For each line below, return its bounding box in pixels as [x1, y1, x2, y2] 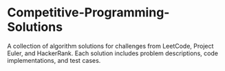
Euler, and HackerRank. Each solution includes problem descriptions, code [7, 49, 219, 57]
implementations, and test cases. [7, 56, 101, 64]
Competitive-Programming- [7, 5, 170, 20]
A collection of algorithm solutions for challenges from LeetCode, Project [7, 42, 214, 50]
